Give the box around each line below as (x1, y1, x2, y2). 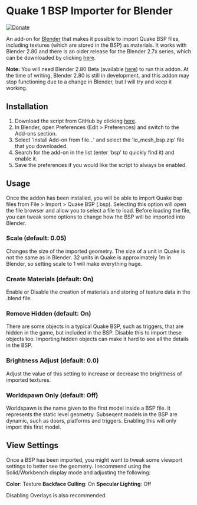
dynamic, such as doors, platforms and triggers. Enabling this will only (6, 417, 177, 424)
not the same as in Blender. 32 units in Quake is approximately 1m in (6, 253, 171, 261)
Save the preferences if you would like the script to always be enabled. (14, 161, 187, 168)
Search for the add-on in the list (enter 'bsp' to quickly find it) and (14, 149, 175, 156)
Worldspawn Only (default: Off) (6, 391, 98, 399)
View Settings (6, 440, 59, 451)
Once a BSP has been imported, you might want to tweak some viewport (6, 456, 183, 463)
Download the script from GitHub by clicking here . (14, 117, 137, 124)
